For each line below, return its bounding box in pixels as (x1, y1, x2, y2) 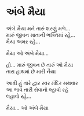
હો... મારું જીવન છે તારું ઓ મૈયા (6, 61, 74, 68)
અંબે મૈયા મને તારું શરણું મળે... (6, 24, 71, 31)
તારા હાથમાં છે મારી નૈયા (6, 68, 56, 75)
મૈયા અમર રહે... (6, 38, 41, 45)
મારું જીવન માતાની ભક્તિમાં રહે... (6, 31, 75, 38)
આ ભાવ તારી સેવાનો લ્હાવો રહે (6, 86, 69, 93)
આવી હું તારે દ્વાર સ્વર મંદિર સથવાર (6, 79, 78, 86)
